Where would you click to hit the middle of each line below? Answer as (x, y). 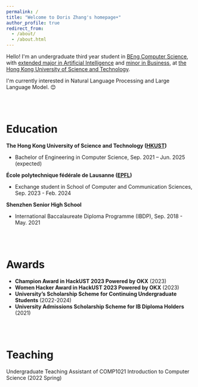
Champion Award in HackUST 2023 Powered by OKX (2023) (91, 281)
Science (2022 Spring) (34, 377)
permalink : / (22, 12)
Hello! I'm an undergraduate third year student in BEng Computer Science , (98, 56)
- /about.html (29, 39)
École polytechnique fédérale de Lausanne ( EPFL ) (69, 175)
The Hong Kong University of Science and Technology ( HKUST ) (86, 145)
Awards (26, 265)
